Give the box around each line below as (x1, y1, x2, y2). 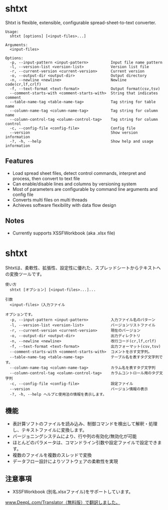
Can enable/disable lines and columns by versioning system (12, 181, 137, 187)
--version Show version (10, 130, 138, 135)
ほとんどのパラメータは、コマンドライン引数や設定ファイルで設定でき (12, 439, 157, 446)
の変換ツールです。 (5, 271, 45, 277)
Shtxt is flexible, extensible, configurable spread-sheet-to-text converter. (5, 20, 156, 26)
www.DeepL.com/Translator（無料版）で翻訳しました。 (5, 499, 120, 505)
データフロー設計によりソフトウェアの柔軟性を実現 (12, 458, 118, 464)
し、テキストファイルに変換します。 (12, 427, 87, 433)
